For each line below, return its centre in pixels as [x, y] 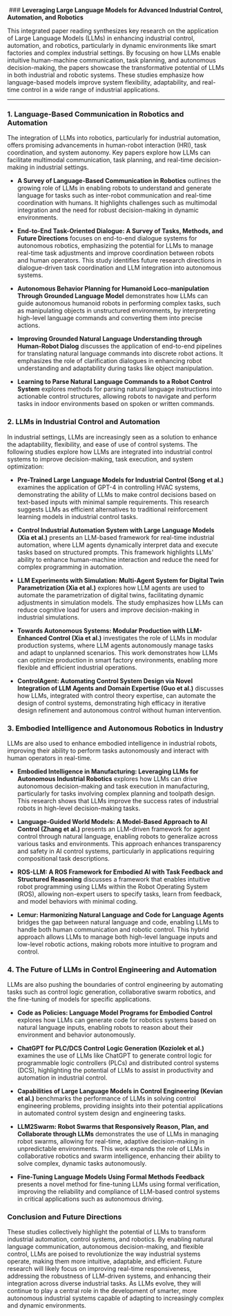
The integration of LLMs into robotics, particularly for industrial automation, [114, 138]
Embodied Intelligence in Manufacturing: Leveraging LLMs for [108, 771]
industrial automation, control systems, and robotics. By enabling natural [110, 1239]
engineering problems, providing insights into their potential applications [120, 1106]
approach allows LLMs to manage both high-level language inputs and [117, 937]
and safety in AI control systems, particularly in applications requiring [116, 851]
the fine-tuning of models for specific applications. [79, 999]
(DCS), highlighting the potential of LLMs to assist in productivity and [115, 1071]
